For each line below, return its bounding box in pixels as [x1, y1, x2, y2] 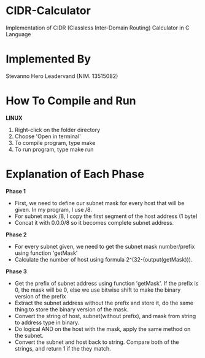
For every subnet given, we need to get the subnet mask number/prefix [14, 243, 195, 250]
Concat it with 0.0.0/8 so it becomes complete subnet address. [14, 219, 174, 226]
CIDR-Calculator [6, 4, 91, 18]
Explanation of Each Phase [6, 167, 145, 181]
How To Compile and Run [6, 94, 136, 108]
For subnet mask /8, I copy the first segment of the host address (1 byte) [14, 212, 198, 220]
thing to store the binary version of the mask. [14, 305, 129, 313]
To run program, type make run [14, 146, 94, 153]
